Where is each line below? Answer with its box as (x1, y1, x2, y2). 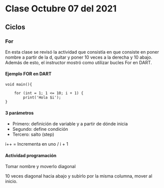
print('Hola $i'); (23, 95, 61, 100)
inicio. (5, 179, 17, 185)
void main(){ (5, 82, 32, 87)
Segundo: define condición (12, 126, 68, 132)
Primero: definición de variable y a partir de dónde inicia (12, 121, 128, 127)
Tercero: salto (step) (12, 131, 54, 137)
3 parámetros (5, 110, 34, 116)
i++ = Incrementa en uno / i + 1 (5, 141, 68, 147)
